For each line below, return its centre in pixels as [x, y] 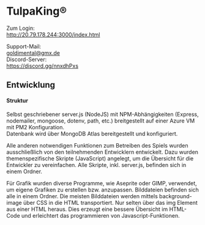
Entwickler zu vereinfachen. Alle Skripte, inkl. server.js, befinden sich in [96, 165]
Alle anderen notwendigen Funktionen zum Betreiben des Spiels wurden [97, 145]
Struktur [17, 100]
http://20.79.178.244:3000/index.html [53, 34]
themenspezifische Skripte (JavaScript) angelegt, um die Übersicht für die [100, 158]
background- [175, 196]
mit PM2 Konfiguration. [35, 127]
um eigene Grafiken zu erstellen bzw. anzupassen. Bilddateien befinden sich [102, 190]
